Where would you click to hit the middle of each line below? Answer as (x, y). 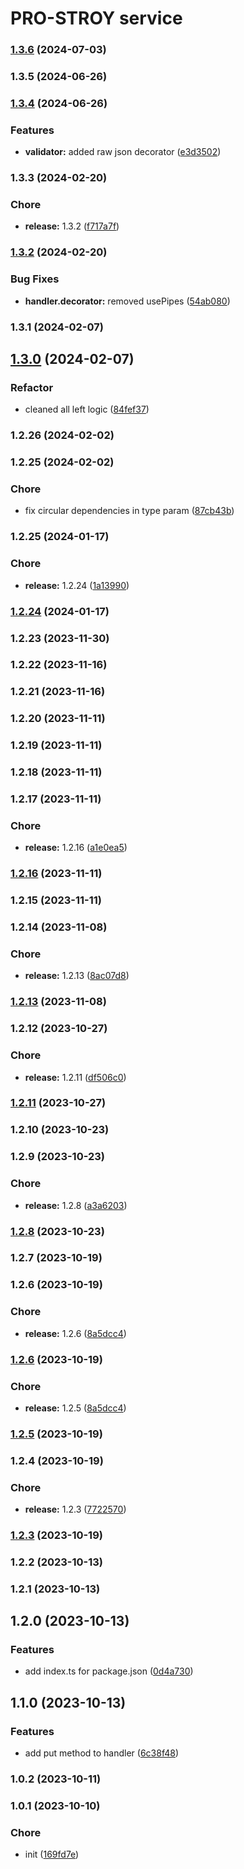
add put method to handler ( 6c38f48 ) (102, 1753)
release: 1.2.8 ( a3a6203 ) (76, 1205)
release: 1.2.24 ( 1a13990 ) (77, 585)
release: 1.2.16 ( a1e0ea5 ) (76, 848)
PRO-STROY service (96, 18)
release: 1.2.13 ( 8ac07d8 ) (77, 976)
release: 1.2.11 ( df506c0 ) (75, 1077)
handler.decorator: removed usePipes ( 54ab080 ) (127, 301)
